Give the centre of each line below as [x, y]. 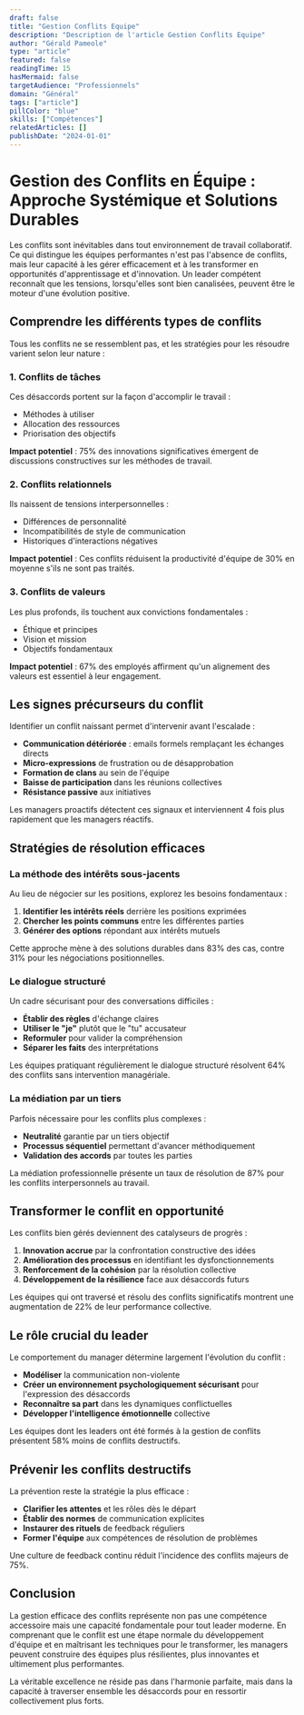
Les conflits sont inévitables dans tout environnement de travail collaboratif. [151, 244]
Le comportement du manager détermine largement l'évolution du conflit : [147, 1357]
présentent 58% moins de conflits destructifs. [95, 1441]
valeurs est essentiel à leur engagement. [85, 676]
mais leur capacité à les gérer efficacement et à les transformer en [134, 264]
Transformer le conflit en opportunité [117, 1211]
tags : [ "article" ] [44, 102]
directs [35, 753]
